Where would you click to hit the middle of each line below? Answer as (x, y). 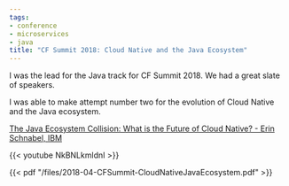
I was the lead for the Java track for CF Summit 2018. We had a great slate (145, 75)
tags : (19, 17)
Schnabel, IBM (36, 138)
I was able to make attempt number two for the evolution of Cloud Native (142, 102)
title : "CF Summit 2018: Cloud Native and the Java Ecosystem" (129, 50)
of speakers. (32, 85)
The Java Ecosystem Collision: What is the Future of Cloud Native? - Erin (142, 128)
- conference (33, 26)
